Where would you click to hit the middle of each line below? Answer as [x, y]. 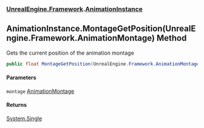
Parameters [21, 78]
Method [172, 38]
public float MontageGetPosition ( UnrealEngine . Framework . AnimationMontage [103, 64]
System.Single [24, 119]
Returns [17, 105]
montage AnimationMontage [40, 91]
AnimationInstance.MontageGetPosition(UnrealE [101, 29]
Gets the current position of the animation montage [70, 53]
